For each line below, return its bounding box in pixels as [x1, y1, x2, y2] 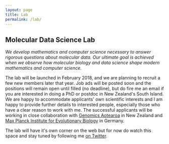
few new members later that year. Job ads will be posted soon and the [5, 80, 151, 86]
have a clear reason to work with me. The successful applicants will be [5, 107, 152, 113]
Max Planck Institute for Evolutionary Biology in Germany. [5, 118, 125, 124]
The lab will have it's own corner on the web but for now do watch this [5, 127, 151, 134]
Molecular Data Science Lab [5, 35, 95, 44]
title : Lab [5, 12, 28, 17]
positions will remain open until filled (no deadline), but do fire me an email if [5, 85, 164, 91]
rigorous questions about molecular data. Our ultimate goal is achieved [5, 54, 154, 61]
